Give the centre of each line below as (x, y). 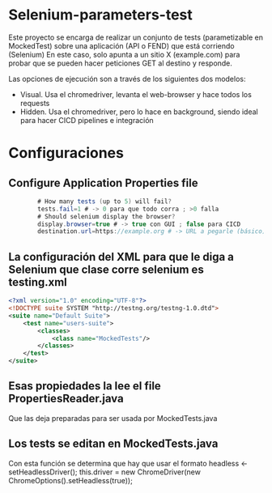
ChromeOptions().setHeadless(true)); (71, 480)
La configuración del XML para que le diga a (121, 257)
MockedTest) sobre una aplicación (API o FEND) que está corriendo (121, 45)
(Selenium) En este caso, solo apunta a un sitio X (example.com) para (124, 54)
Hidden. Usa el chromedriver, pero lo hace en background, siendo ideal (139, 112)
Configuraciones (66, 153)
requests (35, 103)
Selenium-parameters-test (100, 15)
